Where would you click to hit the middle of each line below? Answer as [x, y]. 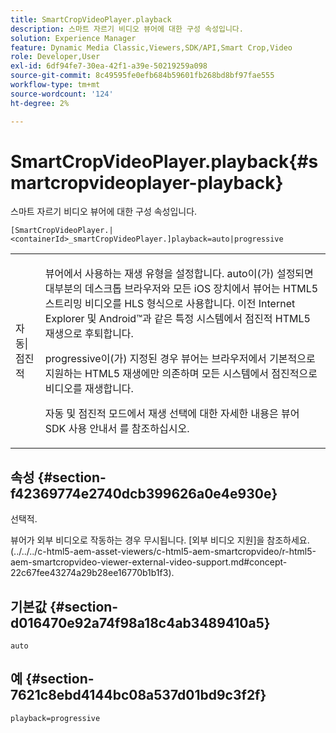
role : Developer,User [55, 57]
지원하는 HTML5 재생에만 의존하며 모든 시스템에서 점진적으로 [181, 374]
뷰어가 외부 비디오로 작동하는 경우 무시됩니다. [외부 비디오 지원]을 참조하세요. [160, 540]
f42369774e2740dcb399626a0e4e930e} [144, 493]
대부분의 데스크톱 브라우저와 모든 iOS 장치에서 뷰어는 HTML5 [181, 289]
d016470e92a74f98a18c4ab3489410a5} [140, 622]
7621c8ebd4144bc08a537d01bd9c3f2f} [138, 695]
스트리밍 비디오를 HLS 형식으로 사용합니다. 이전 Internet [170, 304]
